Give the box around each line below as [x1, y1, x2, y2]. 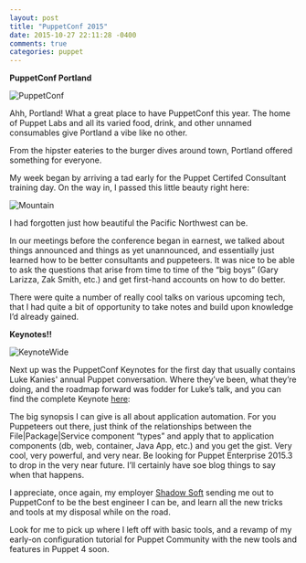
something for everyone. [9, 154, 102, 165]
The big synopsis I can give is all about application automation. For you [9, 411, 277, 422]
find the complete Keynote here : [9, 394, 131, 405]
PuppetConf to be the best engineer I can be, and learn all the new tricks [9, 497, 283, 508]
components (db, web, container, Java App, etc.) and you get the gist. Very [9, 441, 292, 451]
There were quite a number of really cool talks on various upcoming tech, [9, 292, 286, 303]
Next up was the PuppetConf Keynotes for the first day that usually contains [9, 365, 296, 376]
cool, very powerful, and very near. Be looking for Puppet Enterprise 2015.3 [9, 450, 293, 462]
